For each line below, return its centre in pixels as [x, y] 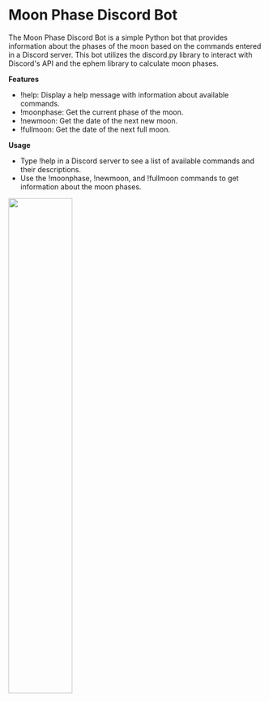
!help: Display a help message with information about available [124, 94]
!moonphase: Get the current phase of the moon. [102, 112]
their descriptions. [50, 169]
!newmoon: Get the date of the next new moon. [99, 120]
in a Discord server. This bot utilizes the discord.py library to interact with [130, 54]
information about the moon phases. [81, 186]
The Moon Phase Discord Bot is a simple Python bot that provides [118, 37]
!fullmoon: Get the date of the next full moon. [95, 129]
